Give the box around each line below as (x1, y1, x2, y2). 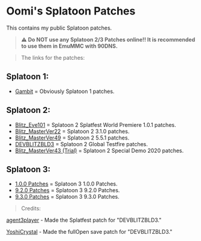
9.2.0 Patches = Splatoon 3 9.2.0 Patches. (14, 187, 120, 194)
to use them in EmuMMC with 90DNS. (21, 42, 118, 50)
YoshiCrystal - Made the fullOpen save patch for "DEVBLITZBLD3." (6, 228, 173, 236)
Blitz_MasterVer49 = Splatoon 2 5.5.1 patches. (14, 134, 130, 141)
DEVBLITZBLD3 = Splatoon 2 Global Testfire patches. (14, 140, 148, 147)
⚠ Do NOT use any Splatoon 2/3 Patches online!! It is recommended (21, 36, 196, 43)
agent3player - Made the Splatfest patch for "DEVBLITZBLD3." (6, 216, 162, 224)
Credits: (21, 205, 41, 212)
